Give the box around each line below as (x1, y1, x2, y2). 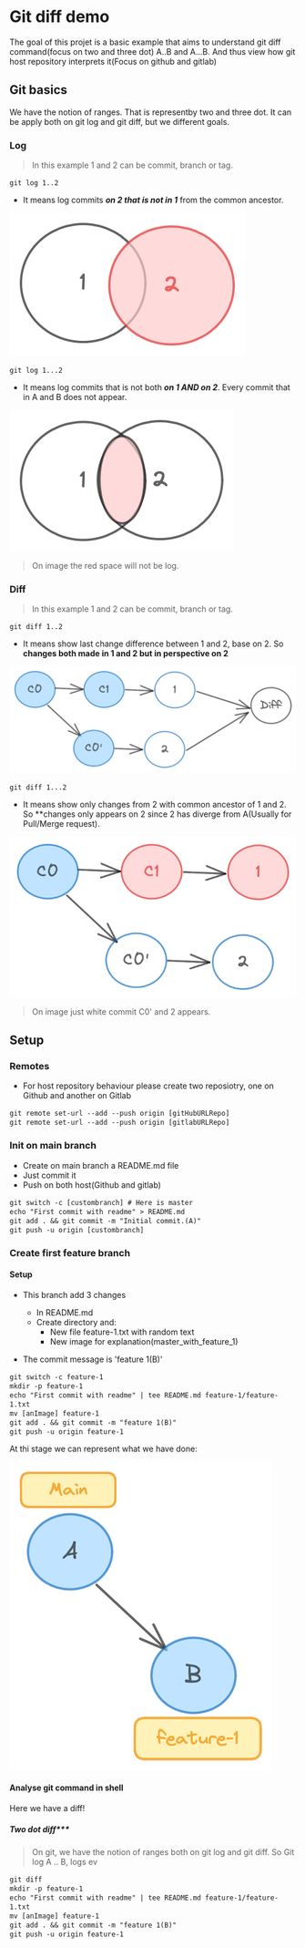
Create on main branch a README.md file (22, 1160, 179, 1170)
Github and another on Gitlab (22, 1090, 132, 1101)
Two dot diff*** (9, 1823, 70, 1834)
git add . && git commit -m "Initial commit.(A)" (9, 1216, 202, 1225)
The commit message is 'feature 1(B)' (22, 1354, 163, 1365)
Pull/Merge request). (22, 819, 100, 830)
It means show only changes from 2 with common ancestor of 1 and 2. (22, 799, 287, 810)
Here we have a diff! (9, 1803, 86, 1814)
